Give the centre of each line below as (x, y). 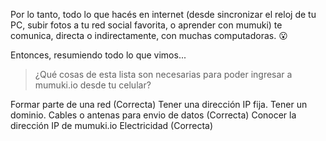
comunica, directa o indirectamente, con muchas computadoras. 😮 (149, 35)
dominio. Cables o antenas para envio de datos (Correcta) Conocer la (153, 115)
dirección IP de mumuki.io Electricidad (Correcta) (112, 125)
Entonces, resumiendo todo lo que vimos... (98, 55)
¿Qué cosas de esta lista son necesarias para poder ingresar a (163, 74)
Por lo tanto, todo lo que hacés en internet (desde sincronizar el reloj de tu (163, 14)
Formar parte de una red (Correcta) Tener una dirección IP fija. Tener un (159, 104)
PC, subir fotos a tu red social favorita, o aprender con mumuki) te (146, 25)
